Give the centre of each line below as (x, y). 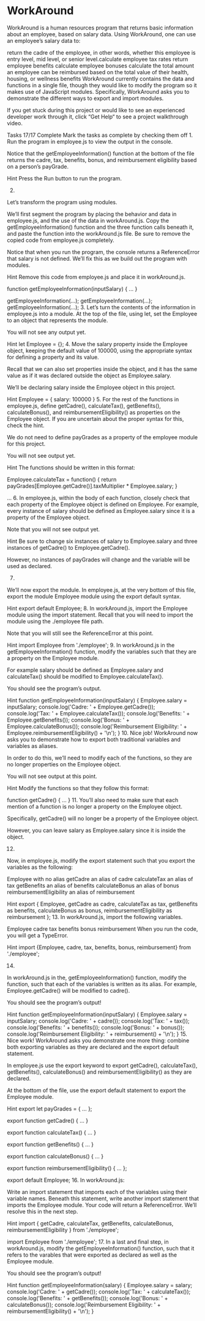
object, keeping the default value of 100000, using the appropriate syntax (99, 350)
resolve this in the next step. (43, 1211)
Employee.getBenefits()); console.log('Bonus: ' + (69, 720)
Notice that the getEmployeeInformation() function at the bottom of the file (101, 153)
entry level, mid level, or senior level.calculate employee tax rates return (98, 59)
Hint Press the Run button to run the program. (64, 178)
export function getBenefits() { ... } (50, 1144)
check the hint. (26, 425)
